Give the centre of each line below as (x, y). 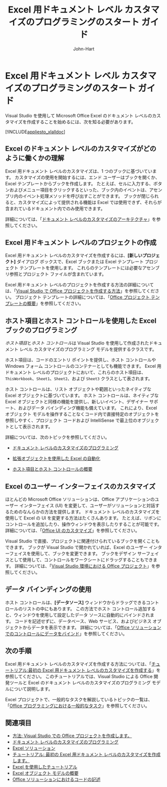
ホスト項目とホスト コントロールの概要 (52, 469)
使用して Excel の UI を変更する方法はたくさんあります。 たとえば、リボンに (83, 518)
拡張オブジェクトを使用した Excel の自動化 (56, 459)
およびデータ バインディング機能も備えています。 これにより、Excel (87, 408)
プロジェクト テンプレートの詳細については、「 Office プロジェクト (82, 297)
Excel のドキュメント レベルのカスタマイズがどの (81, 149)
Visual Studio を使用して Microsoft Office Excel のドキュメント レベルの (79, 115)
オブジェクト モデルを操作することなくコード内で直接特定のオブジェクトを (82, 414)
